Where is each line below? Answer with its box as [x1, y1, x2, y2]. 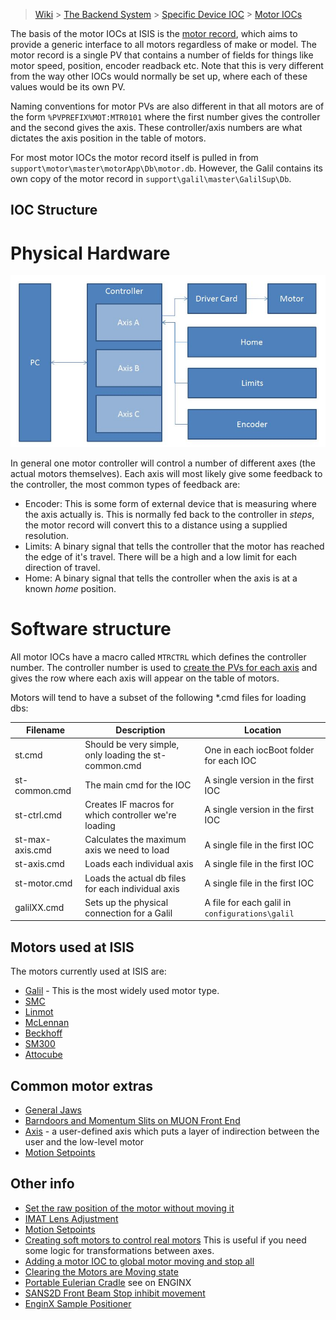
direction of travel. [24, 561, 101, 573]
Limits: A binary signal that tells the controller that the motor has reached [24, 540, 325, 552]
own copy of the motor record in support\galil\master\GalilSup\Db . [10, 173, 292, 184]
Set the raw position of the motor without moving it [24, 1202, 235, 1214]
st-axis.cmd [14, 858, 65, 870]
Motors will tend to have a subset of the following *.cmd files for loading [10, 691, 307, 703]
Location [244, 724, 282, 736]
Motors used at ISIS [10, 939, 135, 956]
